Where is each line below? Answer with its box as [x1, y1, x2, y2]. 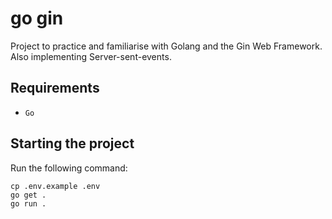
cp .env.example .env [10, 181, 101, 191]
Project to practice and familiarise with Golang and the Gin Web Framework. [10, 40, 323, 52]
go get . [10, 190, 47, 200]
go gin [10, 7, 64, 30]
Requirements [10, 80, 100, 97]
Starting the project [10, 135, 135, 152]
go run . [10, 198, 47, 209]
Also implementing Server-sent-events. [10, 50, 172, 62]
